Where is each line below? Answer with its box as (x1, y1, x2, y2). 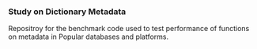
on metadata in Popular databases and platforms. (8, 32, 169, 41)
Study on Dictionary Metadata (8, 6, 127, 17)
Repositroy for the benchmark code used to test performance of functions (8, 24, 250, 33)
